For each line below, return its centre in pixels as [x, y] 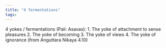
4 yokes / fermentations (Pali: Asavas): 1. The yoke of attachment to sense [83, 29]
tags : [11, 15]
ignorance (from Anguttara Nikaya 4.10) [47, 40]
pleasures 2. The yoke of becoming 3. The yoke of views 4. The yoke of [81, 34]
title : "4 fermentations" [33, 10]
